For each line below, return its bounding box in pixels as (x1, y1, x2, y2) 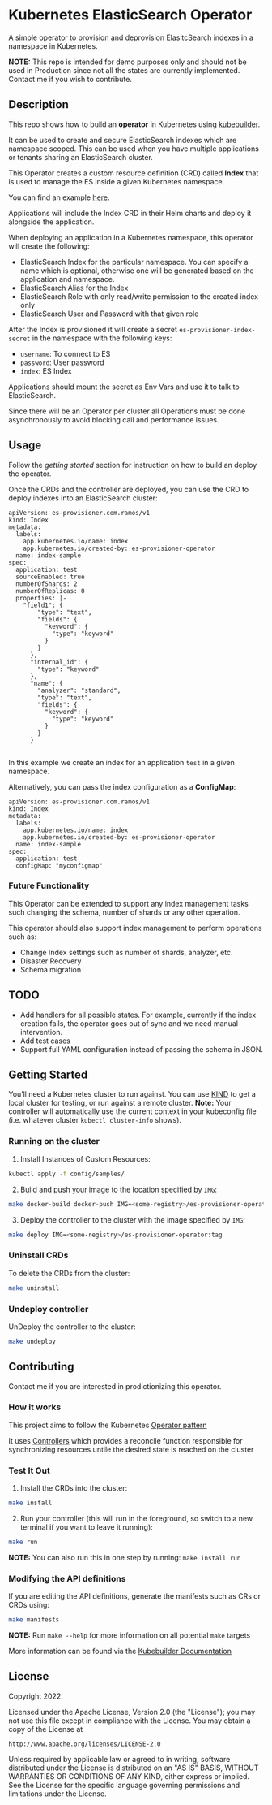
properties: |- (15, 594, 67, 602)
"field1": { (23, 601, 63, 609)
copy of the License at (8, 1724, 83, 1734)
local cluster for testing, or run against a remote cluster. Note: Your (8, 1098, 232, 1108)
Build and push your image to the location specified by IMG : (19, 1184, 217, 1194)
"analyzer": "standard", (37, 686, 121, 695)
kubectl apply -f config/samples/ (8, 1170, 125, 1178)
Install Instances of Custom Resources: (19, 1154, 151, 1163)
